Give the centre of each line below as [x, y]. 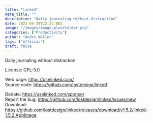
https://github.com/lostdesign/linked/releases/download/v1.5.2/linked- [76, 110]
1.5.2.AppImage [21, 115]
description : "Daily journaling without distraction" [61, 19]
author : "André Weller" [30, 37]
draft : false [18, 46]
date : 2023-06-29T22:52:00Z [34, 23]
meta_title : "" [21, 14]
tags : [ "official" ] [25, 42]
